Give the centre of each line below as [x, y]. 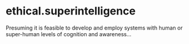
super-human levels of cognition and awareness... [69, 34]
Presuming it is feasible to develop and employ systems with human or [94, 28]
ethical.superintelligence [71, 11]
